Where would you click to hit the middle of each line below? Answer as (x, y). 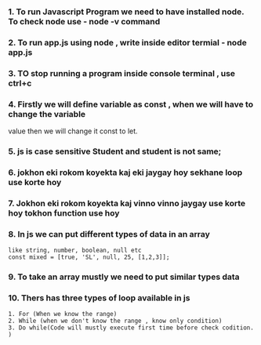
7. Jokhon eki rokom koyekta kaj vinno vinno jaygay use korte (127, 203)
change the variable (47, 114)
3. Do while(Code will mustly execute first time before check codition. (131, 328)
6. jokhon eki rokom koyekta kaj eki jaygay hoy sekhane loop (125, 172)
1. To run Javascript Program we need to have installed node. (126, 12)
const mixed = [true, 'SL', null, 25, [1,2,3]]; (89, 257)
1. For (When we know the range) (63, 314)
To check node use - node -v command (84, 21)
